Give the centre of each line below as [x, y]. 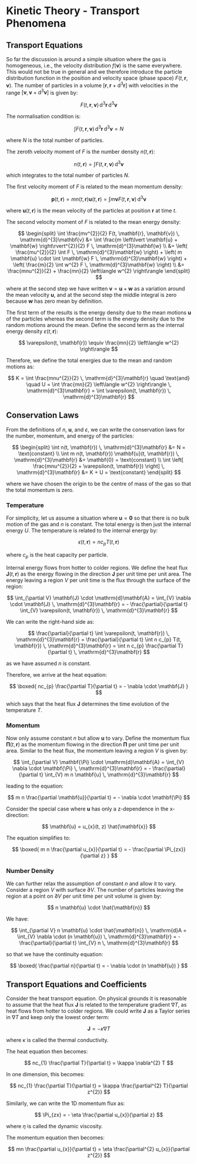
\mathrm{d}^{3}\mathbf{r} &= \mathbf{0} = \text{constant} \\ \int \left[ [99, 459]
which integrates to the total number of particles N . [68, 176]
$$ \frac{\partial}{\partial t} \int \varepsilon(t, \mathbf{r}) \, [99, 633]
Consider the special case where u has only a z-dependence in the [87, 809]
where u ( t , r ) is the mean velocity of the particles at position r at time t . [91, 210]
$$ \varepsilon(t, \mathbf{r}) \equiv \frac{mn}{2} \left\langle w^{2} [99, 342]
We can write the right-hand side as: [50, 621]
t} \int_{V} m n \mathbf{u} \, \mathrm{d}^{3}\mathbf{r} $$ [109, 774]
